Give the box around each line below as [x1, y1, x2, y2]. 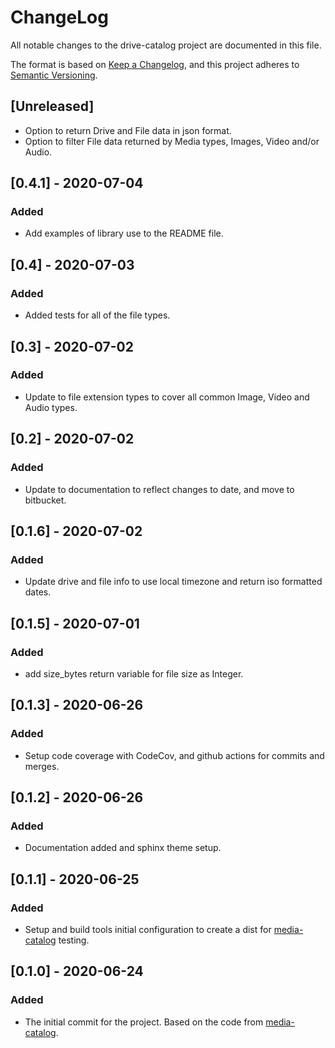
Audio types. [24, 401, 78, 413]
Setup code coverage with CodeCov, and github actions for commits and [24, 749, 325, 761]
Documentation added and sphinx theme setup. [24, 842, 222, 854]
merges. [24, 760, 60, 772]
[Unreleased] [10, 98, 95, 115]
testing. [58, 934, 90, 946]
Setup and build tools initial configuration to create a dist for [24, 923, 272, 935]
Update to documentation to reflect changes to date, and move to [24, 483, 295, 495]
